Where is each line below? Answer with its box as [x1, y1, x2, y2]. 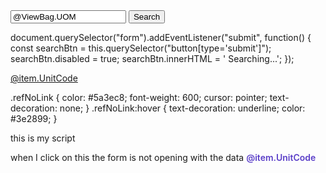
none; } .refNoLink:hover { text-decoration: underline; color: [59, 102, 306, 114]
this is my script [10, 132, 76, 144]
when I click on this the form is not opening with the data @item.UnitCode [10, 152, 317, 163]
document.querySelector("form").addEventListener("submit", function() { [10, 32, 312, 43]
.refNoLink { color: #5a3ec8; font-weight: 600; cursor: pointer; [10, 92, 268, 103]
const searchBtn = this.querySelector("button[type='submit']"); [10, 42, 272, 54]
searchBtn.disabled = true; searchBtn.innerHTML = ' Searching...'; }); [10, 53, 295, 64]
